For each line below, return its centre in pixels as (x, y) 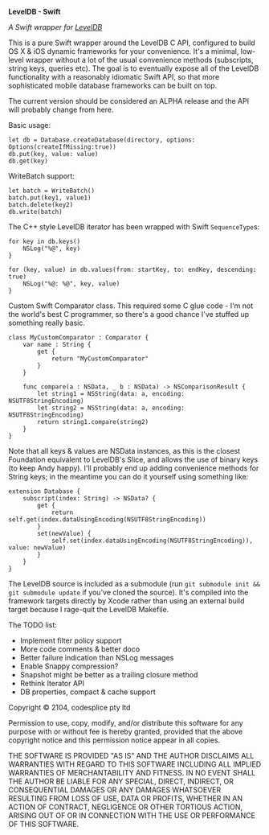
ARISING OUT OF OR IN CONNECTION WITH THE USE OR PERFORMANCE (132, 815)
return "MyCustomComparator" (100, 359)
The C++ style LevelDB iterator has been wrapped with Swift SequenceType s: (134, 227)
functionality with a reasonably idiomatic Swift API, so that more (114, 77)
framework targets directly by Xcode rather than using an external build (126, 601)
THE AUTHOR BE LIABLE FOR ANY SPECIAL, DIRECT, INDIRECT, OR (121, 781)
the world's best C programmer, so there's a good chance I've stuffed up (129, 314)
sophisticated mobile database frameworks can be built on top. (113, 85)
